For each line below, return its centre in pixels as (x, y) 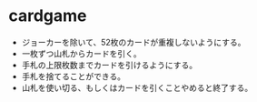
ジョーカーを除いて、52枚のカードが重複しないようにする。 (133, 42)
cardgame (48, 16)
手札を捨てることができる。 (74, 76)
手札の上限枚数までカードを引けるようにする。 (109, 65)
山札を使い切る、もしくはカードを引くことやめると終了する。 (137, 87)
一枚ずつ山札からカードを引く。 (81, 53)
